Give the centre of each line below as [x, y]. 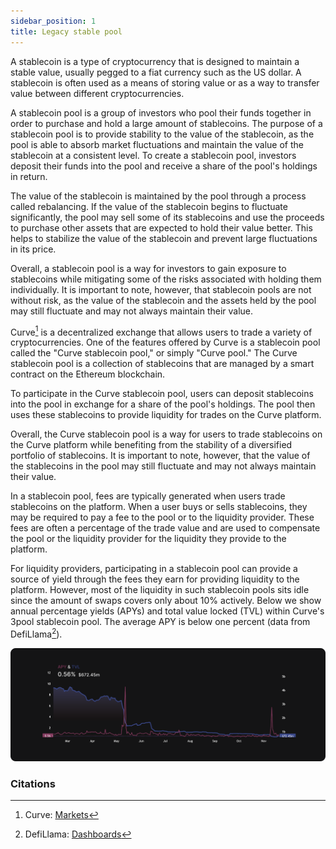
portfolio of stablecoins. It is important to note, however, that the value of [160, 456]
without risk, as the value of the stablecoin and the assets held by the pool [163, 300]
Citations [33, 783]
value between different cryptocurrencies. [97, 93]
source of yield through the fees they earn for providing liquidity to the [155, 579]
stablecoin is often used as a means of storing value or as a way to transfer [165, 82]
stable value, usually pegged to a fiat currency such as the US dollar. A [156, 72]
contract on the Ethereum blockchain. [88, 374]
